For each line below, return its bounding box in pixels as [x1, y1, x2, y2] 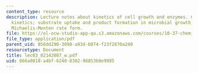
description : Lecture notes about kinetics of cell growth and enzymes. [6, 14, 189, 20]
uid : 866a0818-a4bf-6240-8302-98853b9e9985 [6, 58, 115, 64]
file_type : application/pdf [6, 36, 75, 42]
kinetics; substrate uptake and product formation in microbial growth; [11, 19, 194, 25]
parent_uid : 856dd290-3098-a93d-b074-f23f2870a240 [6, 42, 133, 48]
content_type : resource [6, 8, 65, 15]
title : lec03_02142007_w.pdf [6, 52, 78, 58]
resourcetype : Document [6, 47, 65, 53]
